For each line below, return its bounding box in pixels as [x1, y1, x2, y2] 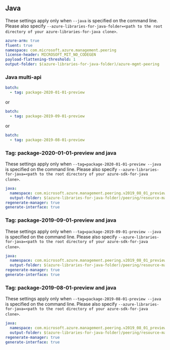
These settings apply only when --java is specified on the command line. [5, 17, 158, 23]
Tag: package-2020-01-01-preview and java [5, 149, 116, 156]
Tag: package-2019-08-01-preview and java [5, 284, 116, 291]
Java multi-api [5, 74, 41, 81]
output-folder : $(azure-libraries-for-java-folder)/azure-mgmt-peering [5, 62, 159, 67]
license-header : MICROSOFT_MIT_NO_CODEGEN [5, 52, 96, 57]
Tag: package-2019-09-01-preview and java [5, 217, 116, 224]
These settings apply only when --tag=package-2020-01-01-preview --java [5, 161, 161, 167]
